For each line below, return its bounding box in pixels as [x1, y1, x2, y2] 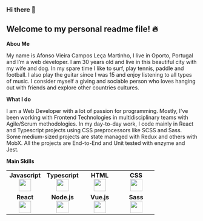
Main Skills [6, 157, 35, 165]
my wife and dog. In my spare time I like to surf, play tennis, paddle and [6, 65, 184, 72]
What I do [6, 95, 32, 103]
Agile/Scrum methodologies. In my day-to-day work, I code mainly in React [6, 120, 194, 127]
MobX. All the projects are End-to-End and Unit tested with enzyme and [6, 139, 185, 147]
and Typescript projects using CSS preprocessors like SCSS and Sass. [6, 126, 182, 133]
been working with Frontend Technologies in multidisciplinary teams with [6, 114, 189, 121]
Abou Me [6, 40, 30, 47]
